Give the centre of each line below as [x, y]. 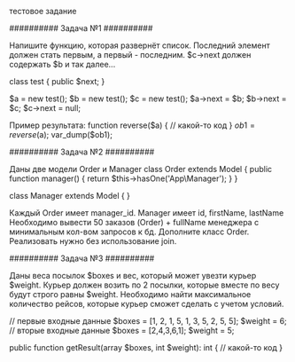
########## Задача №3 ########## [82, 258]
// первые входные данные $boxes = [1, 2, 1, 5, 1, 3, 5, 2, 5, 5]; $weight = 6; [148, 321]
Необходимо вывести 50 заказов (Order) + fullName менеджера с [134, 222]
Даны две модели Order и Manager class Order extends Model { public [141, 169]
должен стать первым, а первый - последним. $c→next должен [130, 55]
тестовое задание [43, 11]
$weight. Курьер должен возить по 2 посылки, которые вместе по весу [144, 285]
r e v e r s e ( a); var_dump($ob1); [61, 134]
